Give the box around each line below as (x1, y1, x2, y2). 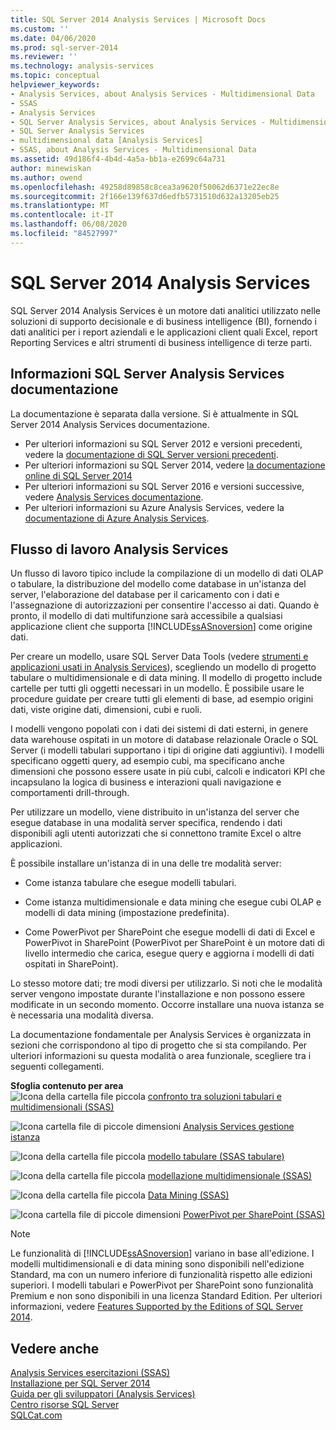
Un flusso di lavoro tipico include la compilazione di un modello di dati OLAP (10, 567, 324, 580)
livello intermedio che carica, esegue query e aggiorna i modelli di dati (24, 947, 315, 960)
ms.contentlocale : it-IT (10, 210, 114, 220)
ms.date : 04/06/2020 (10, 33, 97, 43)
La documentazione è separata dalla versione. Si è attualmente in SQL (10, 407, 299, 420)
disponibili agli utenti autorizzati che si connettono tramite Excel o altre (10, 827, 302, 840)
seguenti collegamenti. (10, 1061, 105, 1073)
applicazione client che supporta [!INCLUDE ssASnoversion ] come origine (10, 621, 313, 633)
